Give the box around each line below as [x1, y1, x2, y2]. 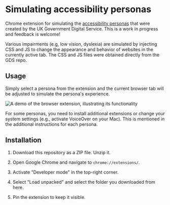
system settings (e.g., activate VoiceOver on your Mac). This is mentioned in [5, 116, 165, 122]
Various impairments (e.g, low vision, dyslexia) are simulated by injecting [5, 41, 157, 47]
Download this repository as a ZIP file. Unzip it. [12, 149, 111, 155]
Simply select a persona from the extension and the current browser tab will [5, 85, 164, 91]
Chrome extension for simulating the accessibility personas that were [5, 20, 150, 26]
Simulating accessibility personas [5, 4, 151, 15]
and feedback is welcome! [5, 31, 60, 37]
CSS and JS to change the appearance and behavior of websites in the [5, 46, 154, 52]
